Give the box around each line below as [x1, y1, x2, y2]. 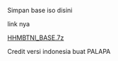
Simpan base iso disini [7, 6, 73, 14]
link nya [7, 20, 30, 28]
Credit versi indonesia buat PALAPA [7, 48, 111, 55]
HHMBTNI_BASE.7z [7, 33, 64, 42]
